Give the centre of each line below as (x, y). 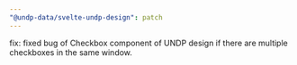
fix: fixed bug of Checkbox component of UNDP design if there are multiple (148, 43)
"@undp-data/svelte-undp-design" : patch (86, 17)
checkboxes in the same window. (71, 52)
